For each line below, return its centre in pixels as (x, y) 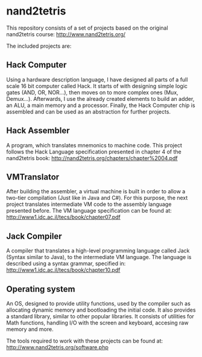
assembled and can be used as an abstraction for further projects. (88, 111)
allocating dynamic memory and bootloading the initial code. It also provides (101, 310)
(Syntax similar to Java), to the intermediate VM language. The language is (99, 257)
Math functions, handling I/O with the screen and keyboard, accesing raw (97, 323)
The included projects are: (39, 46)
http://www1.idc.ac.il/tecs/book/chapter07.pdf (63, 217)
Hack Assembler (38, 131)
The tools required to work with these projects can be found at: (85, 341)
